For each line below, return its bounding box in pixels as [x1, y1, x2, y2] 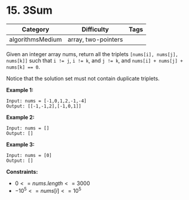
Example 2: [6, 113, 35, 121]
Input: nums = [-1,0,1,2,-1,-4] [6, 98, 87, 104]
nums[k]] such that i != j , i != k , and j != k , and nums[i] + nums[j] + [6, 57, 184, 64]
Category [22, 25, 50, 33]
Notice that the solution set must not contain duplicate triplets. [6, 75, 160, 82]
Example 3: [6, 141, 35, 148]
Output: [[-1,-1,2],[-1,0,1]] [6, 103, 82, 109]
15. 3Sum [6, 4, 53, 17]
